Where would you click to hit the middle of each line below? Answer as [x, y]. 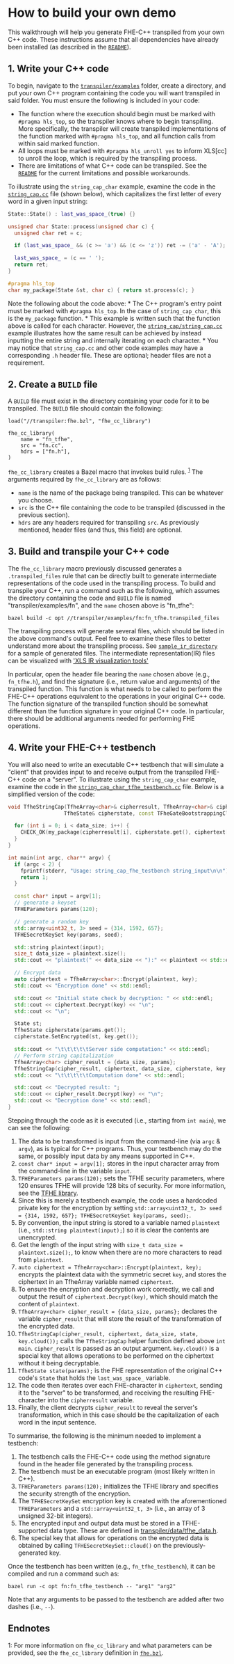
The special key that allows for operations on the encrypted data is [114, 1538]
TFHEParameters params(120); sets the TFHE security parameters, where [121, 1178]
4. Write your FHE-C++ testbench [82, 748]
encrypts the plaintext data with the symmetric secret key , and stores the [122, 1274]
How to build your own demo [92, 13]
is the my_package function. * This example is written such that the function [114, 318]
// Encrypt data [37, 973]
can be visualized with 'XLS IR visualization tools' [78, 660]
